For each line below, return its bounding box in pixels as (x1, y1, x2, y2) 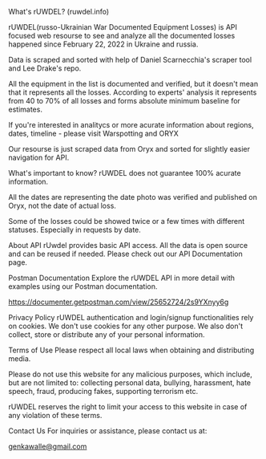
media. (8, 354, 31, 364)
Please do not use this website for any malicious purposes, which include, (8, 369, 252, 379)
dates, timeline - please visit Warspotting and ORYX (8, 128, 179, 138)
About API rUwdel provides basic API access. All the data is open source (8, 241, 248, 250)
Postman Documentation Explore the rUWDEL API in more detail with (8, 273, 235, 282)
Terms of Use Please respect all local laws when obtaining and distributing (8, 345, 255, 355)
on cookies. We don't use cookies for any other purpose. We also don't (8, 321, 243, 331)
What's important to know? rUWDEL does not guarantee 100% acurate (8, 169, 242, 177)
